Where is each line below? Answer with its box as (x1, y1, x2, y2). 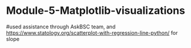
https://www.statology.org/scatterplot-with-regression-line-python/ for (6, 29, 178, 36)
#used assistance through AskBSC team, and (6, 23, 116, 30)
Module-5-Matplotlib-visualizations (6, 4, 185, 17)
